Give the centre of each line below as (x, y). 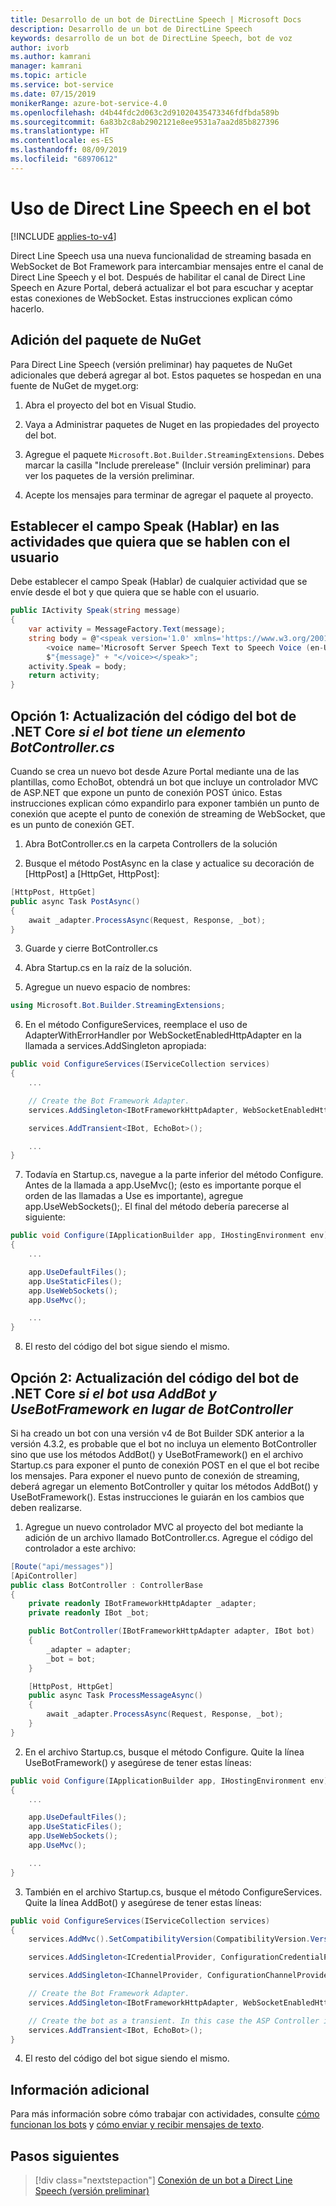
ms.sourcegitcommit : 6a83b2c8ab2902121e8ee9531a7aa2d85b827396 (145, 122)
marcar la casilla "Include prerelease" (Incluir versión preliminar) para (168, 465)
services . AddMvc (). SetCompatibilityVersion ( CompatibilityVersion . (169, 1939)
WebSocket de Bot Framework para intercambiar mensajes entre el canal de (167, 266)
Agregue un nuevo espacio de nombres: (107, 987)
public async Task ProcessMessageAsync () (115, 1696)
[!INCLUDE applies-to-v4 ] (63, 236)
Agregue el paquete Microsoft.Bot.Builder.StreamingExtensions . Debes (174, 454)
